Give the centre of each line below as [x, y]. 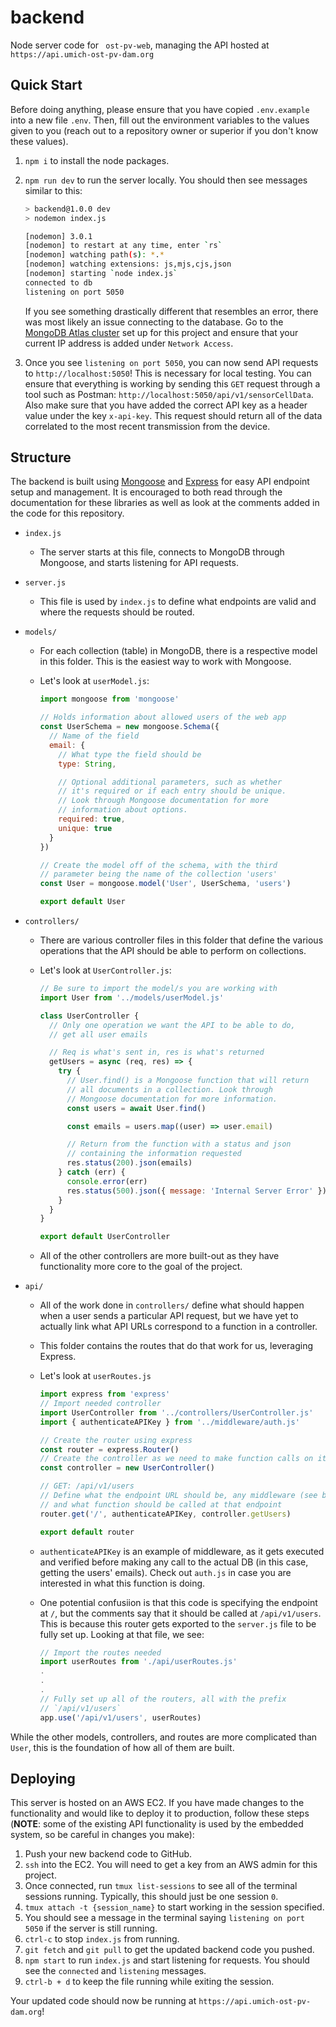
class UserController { [89, 1016]
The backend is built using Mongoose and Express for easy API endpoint [160, 482]
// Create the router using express [116, 1440]
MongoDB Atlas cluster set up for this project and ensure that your [161, 332]
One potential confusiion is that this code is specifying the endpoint [178, 1602]
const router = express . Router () [109, 1449]
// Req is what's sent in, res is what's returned [156, 1052]
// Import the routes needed [100, 1652]
